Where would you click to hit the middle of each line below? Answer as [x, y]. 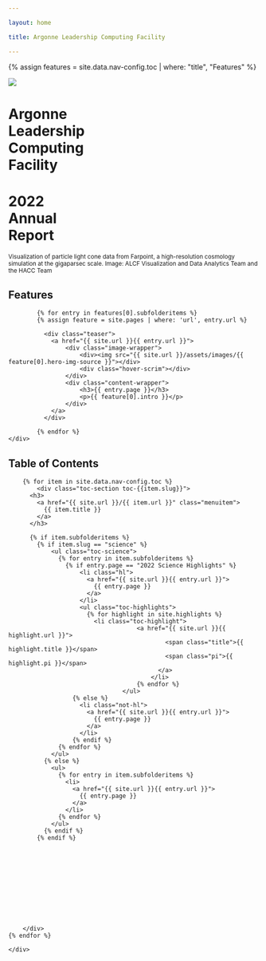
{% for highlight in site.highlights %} [155, 615]
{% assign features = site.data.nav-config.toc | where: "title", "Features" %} [133, 67]
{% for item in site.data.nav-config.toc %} [98, 482]
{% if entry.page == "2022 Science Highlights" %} [151, 566]
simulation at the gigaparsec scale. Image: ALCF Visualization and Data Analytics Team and [133, 263]
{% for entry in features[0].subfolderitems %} [117, 313]
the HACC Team [30, 271]
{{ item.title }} [72, 510]
